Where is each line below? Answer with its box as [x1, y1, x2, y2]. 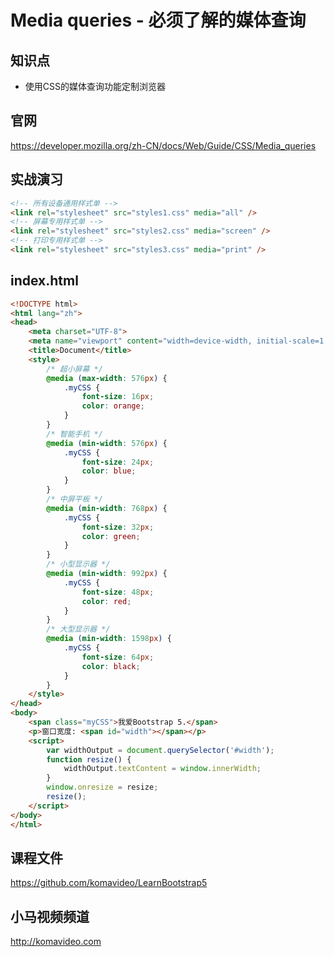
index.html [10, 272, 79, 290]
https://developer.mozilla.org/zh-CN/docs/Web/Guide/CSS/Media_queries [10, 139, 317, 151]
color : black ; [81, 661, 141, 671]
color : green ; [81, 531, 141, 541]
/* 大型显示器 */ [46, 624, 111, 635]
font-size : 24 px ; [81, 457, 155, 467]
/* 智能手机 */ [46, 429, 103, 439]
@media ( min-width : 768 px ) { [46, 503, 168, 513]
